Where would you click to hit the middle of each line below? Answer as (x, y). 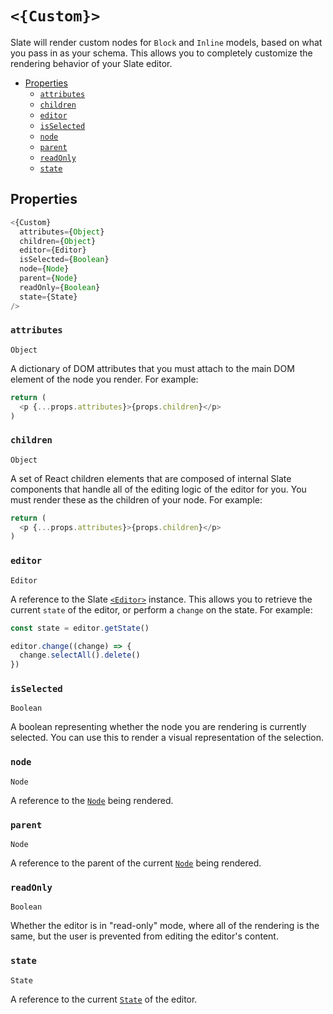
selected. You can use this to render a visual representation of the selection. (167, 738)
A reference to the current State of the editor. (104, 999)
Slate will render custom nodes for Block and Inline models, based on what (166, 42)
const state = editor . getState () (80, 628)
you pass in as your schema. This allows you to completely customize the (161, 53)
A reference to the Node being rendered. (92, 800)
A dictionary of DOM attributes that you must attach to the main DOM (152, 368)
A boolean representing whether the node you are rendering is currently (158, 727)
